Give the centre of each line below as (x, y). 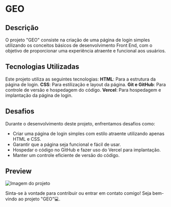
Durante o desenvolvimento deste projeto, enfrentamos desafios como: (80, 123)
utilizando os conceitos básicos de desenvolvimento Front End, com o (79, 45)
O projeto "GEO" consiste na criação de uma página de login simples (78, 40)
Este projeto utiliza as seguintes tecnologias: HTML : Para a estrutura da (81, 79)
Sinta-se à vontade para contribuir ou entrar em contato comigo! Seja (78, 193)
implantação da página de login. (39, 95)
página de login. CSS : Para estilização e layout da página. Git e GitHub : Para (86, 84)
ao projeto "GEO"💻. (39, 199)
